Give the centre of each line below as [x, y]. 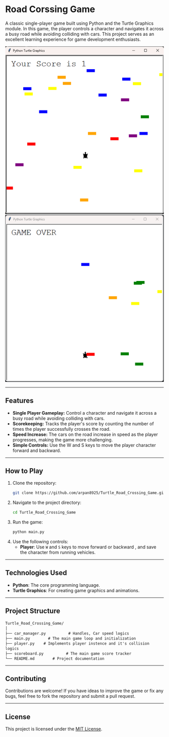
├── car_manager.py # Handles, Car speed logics [67, 633]
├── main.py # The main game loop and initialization [71, 638]
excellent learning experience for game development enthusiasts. [73, 39]
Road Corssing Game [50, 9]
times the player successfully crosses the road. [61, 429]
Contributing [26, 679]
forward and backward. [37, 450]
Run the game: [28, 522]
